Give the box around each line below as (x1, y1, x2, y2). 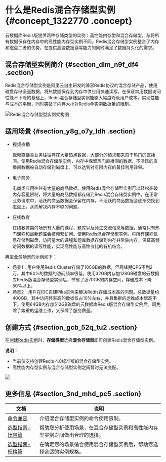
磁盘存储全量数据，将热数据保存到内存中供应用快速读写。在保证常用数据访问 (5, 88, 161, 94)
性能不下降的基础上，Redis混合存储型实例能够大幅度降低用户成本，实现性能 (5, 94, 160, 100)
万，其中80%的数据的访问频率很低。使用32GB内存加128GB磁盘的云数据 (12, 270, 160, 276)
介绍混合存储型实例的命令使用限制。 (39, 415, 124, 422)
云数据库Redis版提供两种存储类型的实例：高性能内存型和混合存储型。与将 (5, 32, 155, 38)
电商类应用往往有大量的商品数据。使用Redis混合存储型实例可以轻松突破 (12, 185, 158, 191)
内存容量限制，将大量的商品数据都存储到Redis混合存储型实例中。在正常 (12, 191, 158, 197)
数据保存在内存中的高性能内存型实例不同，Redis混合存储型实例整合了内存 (9, 38, 160, 44)
